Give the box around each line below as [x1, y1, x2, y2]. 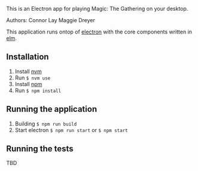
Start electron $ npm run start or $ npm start [14, 126, 128, 133]
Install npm [14, 80, 42, 87]
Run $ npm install [14, 87, 62, 94]
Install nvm [14, 68, 42, 75]
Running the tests [6, 143, 74, 154]
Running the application [6, 104, 98, 114]
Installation [6, 52, 49, 62]
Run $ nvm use [14, 74, 51, 81]
